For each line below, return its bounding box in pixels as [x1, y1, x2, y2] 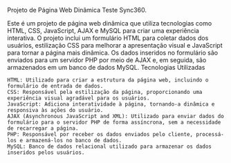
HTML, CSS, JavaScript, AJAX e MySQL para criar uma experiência [7, 27, 199, 35]
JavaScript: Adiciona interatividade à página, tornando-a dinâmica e [7, 101, 215, 108]
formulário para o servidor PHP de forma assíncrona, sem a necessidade [7, 119, 221, 126]
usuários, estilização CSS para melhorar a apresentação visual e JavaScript [7, 41, 223, 49]
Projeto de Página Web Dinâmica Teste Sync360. [7, 6, 147, 14]
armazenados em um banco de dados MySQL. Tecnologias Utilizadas [7, 64, 205, 71]
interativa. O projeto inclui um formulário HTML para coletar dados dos [7, 34, 209, 42]
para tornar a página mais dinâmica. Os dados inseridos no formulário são [7, 48, 219, 57]
